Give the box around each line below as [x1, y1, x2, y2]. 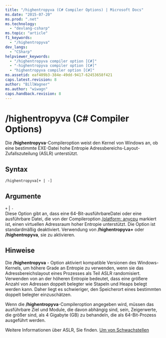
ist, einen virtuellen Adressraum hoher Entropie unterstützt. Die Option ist [5, 221, 156, 227]
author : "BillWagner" [5, 82, 50, 87]
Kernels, [5, 265, 22, 271]
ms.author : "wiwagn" [5, 86, 48, 92]
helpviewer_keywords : [5, 54, 50, 59]
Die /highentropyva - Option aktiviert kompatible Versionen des [5, 259, 137, 265]
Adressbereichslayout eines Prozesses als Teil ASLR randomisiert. [5, 270, 141, 276]
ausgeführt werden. [5, 317, 46, 323]
